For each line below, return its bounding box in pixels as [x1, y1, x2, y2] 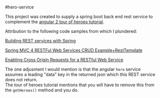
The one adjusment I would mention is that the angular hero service [5, 66, 141, 72]
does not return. [5, 77, 38, 82]
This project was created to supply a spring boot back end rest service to [5, 14, 153, 19]
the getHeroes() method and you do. [5, 87, 79, 93]
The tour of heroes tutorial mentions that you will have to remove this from [5, 82, 155, 88]
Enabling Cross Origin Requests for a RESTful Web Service [5, 57, 124, 63]
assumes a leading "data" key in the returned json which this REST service [5, 72, 156, 77]
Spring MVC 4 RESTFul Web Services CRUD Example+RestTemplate [5, 48, 143, 53]
